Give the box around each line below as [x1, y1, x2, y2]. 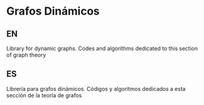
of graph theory [6, 51, 46, 59]
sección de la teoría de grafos [6, 92, 82, 99]
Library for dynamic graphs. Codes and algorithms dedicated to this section [6, 45, 198, 52]
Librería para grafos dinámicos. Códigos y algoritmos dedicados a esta [6, 85, 186, 92]
